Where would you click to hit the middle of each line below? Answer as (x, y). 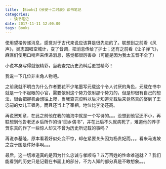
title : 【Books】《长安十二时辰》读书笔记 (43, 10)
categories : (17, 14)
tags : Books (17, 28)
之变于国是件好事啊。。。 (29, 145)
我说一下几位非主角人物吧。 (33, 76)
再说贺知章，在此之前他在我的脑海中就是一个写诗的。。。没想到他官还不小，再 (83, 116)
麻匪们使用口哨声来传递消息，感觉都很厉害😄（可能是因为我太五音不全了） (81, 55)
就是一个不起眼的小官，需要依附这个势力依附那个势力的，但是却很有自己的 (81, 93)
